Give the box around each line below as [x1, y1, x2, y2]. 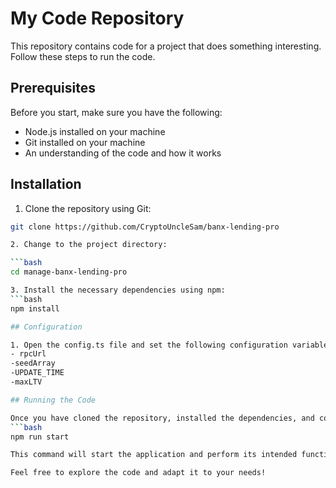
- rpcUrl [10, 349, 47, 359]
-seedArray [10, 358, 56, 369]
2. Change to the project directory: [10, 240, 168, 250]
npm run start [10, 432, 70, 442]
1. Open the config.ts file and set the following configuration [10, 340, 288, 350]
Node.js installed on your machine [24, 125, 166, 137]
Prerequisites [10, 80, 96, 97]
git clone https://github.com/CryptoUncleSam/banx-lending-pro [10, 222, 280, 232]
